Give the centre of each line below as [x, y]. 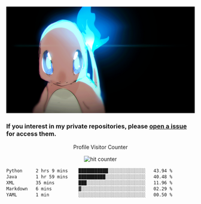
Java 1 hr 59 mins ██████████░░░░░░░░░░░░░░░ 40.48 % [89, 177]
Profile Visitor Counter [100, 147]
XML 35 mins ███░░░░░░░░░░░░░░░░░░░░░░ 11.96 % [89, 183]
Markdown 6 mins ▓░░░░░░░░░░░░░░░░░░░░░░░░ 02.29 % [89, 189]
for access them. [31, 134]
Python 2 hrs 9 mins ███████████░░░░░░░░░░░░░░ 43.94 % [89, 171]
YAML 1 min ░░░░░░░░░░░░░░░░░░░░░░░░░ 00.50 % [89, 195]
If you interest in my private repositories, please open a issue [97, 127]
